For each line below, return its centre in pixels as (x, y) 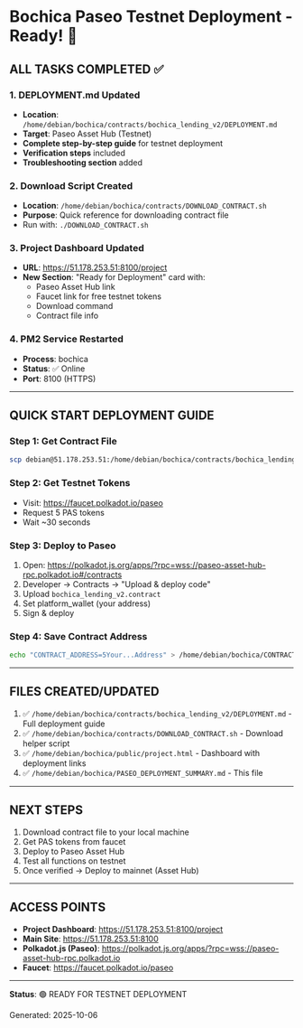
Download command (74, 306)
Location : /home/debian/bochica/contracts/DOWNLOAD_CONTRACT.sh (145, 206)
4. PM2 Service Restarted (67, 339)
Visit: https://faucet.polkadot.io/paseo (93, 502)
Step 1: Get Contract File (63, 442)
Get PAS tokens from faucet (74, 841)
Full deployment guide (64, 724)
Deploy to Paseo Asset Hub (73, 851)
